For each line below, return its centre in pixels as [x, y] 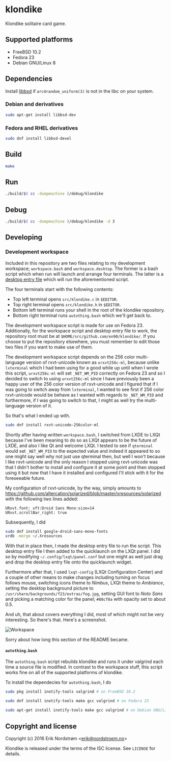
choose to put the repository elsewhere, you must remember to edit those [83, 341]
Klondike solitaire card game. [36, 23]
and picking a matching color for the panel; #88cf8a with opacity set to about [85, 599]
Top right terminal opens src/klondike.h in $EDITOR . [67, 304]
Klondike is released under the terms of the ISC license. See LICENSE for [80, 748]
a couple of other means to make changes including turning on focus [78, 577]
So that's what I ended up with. [38, 415]
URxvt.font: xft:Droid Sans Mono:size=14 [50, 508]
